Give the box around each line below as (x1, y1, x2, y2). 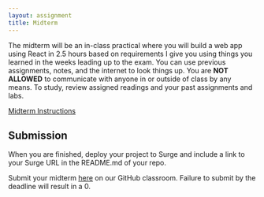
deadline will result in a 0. (8, 182, 91, 191)
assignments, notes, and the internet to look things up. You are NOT (8, 65, 229, 75)
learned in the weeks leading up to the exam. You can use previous (8, 57, 226, 67)
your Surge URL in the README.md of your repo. (8, 158, 167, 168)
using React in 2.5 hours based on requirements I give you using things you (8, 49, 253, 58)
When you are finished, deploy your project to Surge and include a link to (8, 150, 246, 159)
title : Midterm (8, 19, 58, 27)
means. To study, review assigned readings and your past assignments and (8, 82, 253, 91)
